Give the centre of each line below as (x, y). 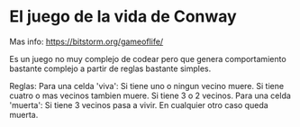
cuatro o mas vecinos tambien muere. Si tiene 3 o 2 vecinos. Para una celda (150, 95)
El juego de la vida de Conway (123, 17)
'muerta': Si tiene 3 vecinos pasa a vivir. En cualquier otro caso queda (139, 104)
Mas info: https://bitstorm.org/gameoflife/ (86, 41)
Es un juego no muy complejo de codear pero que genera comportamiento (148, 59)
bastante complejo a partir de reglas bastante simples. (110, 68)
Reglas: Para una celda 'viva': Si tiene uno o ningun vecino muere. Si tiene (147, 86)
